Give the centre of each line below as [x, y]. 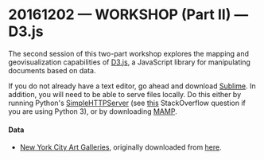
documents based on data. [52, 70]
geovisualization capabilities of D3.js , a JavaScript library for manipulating [129, 62]
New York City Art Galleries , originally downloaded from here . [121, 147]
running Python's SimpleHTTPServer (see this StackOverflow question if [127, 103]
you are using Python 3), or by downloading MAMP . [93, 111]
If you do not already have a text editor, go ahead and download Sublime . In [132, 86]
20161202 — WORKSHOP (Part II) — [128, 15]
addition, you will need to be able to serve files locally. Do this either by [125, 94]
